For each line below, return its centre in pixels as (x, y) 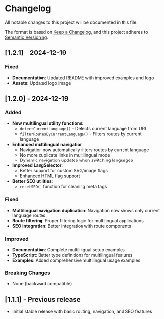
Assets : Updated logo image (41, 83)
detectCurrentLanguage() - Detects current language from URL (83, 129)
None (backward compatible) (42, 284)
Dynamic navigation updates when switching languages (76, 160)
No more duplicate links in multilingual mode (65, 155)
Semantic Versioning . (27, 37)
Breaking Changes (28, 273)
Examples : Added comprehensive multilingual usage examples (76, 260)
